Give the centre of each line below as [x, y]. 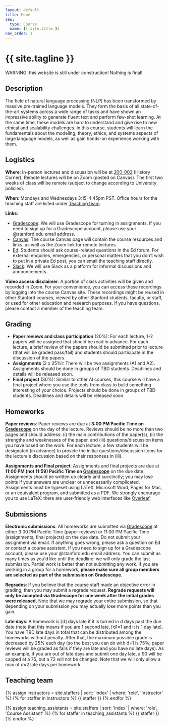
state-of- [150, 106]
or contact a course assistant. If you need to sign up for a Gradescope [78, 548]
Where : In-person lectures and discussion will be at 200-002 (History [78, 172]
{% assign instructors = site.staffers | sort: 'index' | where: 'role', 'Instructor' [84, 693]
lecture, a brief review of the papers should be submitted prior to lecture [88, 347]
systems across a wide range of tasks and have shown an [81, 112]
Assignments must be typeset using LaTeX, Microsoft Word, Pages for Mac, [84, 488]
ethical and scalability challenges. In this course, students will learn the [79, 128]
